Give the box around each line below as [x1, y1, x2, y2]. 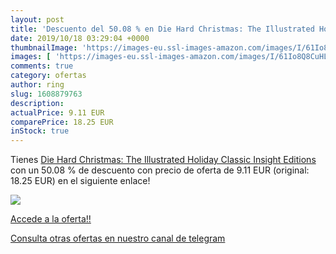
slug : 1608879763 [10, 89, 83, 99]
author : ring [10, 80, 65, 90]
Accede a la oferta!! [10, 213, 92, 225]
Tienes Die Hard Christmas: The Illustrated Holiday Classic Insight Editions [10, 154, 317, 166]
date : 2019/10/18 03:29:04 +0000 [10, 33, 150, 43]
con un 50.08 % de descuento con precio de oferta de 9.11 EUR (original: [10, 164, 310, 176]
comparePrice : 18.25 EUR [10, 117, 114, 127]
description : [10, 98, 65, 108]
